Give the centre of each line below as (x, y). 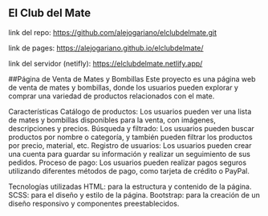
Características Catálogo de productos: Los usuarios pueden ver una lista (130, 111)
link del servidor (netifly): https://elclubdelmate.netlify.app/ (106, 63)
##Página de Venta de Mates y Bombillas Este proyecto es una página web (132, 78)
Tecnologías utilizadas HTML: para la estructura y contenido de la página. (130, 186)
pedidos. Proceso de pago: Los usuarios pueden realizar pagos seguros (128, 162)
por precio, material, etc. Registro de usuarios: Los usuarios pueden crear (130, 145)
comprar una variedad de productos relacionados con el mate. (112, 96)
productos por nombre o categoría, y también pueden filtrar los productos (130, 137)
